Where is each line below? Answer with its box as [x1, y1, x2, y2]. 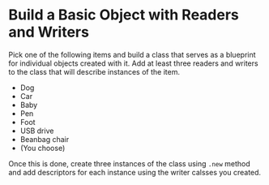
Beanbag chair [19, 134, 70, 144]
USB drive [19, 126, 54, 136]
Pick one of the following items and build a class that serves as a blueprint [8, 49, 257, 59]
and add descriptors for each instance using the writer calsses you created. [8, 167, 262, 177]
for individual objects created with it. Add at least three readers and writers [8, 58, 258, 68]
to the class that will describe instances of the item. [8, 67, 181, 76]
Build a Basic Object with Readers [8, 6, 239, 24]
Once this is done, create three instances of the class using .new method [8, 158, 251, 168]
